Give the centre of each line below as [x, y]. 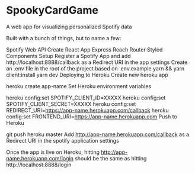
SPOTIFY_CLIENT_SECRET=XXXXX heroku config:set [71, 104]
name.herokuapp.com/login [40, 158]
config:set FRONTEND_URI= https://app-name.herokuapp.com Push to [92, 117]
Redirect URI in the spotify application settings [63, 140]
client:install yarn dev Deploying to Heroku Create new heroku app [87, 75]
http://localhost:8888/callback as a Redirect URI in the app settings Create [97, 62]
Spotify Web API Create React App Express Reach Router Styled [84, 49]
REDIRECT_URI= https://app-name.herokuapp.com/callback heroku [87, 110]
